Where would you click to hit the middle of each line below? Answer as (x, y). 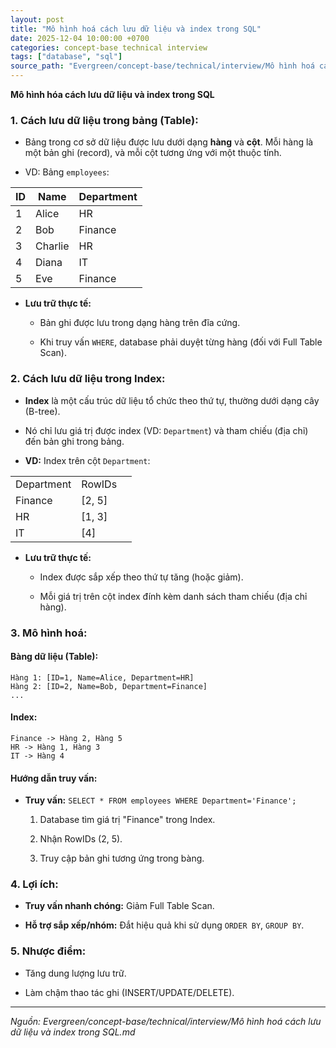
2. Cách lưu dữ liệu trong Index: (88, 379)
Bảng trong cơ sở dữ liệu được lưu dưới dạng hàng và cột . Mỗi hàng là (169, 142)
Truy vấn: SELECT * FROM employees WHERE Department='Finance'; (160, 800)
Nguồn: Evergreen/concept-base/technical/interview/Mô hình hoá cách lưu (166, 1021)
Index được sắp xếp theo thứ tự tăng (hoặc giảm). (141, 577)
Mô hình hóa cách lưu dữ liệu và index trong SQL (112, 94)
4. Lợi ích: (34, 884)
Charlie (52, 246)
